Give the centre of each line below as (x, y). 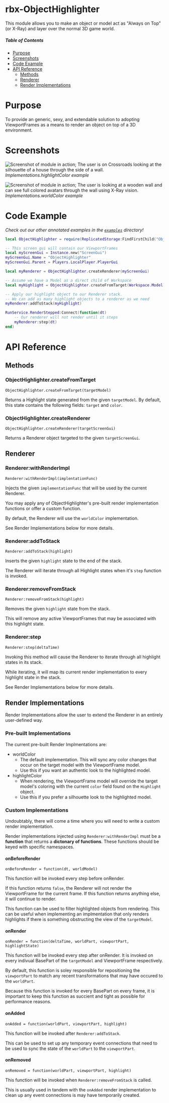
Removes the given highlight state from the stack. (58, 609)
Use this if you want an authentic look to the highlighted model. (85, 770)
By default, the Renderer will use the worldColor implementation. (72, 518)
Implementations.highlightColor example (47, 175)
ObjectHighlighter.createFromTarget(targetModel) (58, 390)
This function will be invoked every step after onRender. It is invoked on (79, 955)
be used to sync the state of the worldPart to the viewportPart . (70, 1048)
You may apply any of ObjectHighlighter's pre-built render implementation (82, 503)
